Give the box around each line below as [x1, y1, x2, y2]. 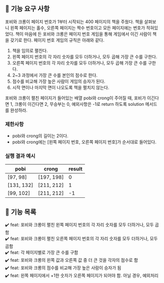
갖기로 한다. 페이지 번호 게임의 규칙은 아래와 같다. [10, 37, 105, 43]
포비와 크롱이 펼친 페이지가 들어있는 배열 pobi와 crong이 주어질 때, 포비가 [5, 95, 146, 101]
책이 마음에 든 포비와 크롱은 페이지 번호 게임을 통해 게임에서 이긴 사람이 [15, 31, 152, 37]
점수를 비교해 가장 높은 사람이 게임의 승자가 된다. [12, 78, 106, 84]
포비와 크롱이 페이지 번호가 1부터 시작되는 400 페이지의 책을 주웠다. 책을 [5, 19, 143, 25]
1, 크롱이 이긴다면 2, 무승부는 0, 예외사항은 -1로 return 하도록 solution [10, 101, 144, 107]
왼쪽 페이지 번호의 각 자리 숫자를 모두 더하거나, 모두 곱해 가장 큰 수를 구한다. [12, 54, 158, 60]
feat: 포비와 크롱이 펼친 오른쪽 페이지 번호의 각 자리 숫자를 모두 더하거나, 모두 [10, 236, 158, 242]
